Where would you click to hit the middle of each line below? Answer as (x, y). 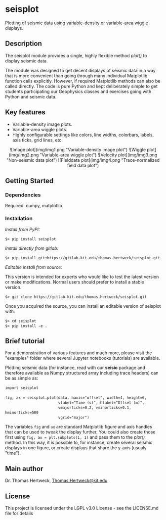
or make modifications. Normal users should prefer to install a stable (75, 282)
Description (23, 44)
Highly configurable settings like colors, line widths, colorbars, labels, (83, 135)
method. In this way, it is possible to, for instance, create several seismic (79, 443)
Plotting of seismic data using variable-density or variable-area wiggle (77, 23)
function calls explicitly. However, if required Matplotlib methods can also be (83, 81)
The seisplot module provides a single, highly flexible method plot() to (76, 55)
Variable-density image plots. (42, 124)
